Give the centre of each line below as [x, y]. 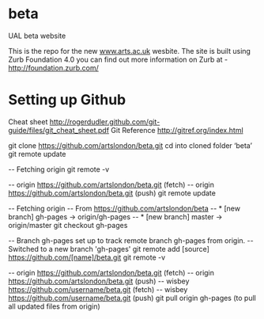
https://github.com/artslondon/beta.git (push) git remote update [112, 193]
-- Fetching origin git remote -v [59, 169]
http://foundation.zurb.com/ [53, 67]
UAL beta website [37, 36]
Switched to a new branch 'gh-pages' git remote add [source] [109, 249]
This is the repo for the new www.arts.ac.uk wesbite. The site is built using [130, 51]
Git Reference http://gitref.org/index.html [177, 130]
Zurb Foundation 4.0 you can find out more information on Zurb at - [118, 59]
